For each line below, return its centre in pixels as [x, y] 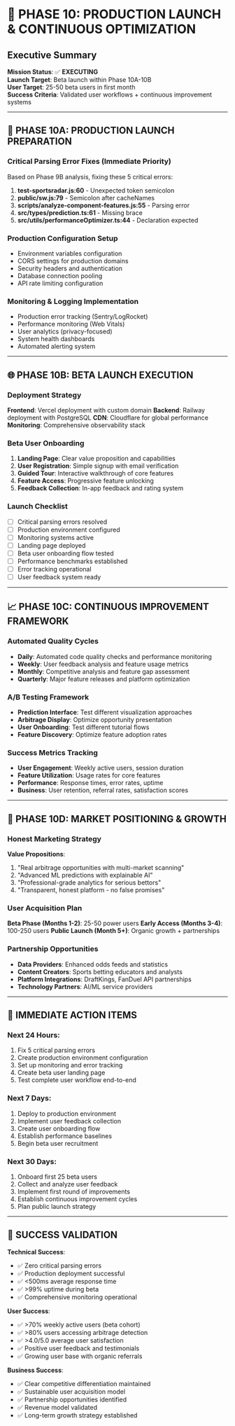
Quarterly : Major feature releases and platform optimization [104, 679]
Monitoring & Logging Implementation [73, 301]
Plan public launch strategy [57, 1206]
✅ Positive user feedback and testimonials [78, 1348]
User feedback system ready [59, 577]
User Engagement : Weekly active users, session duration [100, 768]
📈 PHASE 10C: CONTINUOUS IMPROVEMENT [108, 607]
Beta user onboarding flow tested [65, 553]
